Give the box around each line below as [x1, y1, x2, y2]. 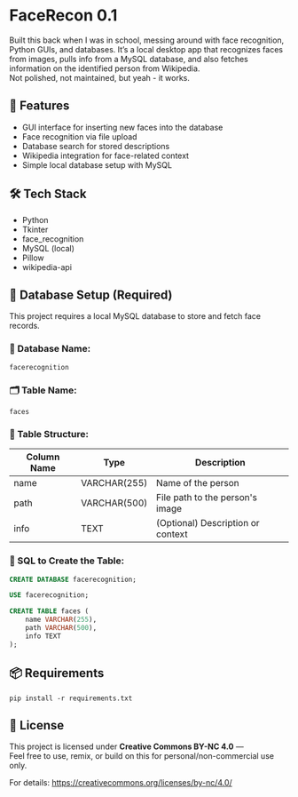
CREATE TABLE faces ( [9, 607, 90, 616]
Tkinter [21, 224, 49, 235]
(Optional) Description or [156, 517, 260, 530]
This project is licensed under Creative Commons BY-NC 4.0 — [9, 741, 244, 752]
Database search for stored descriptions [21, 140, 170, 151]
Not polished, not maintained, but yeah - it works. [9, 72, 191, 83]
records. [9, 321, 40, 331]
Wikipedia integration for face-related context [21, 150, 189, 161]
